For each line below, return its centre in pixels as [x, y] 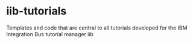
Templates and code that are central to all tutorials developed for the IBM [97, 28]
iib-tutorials [36, 11]
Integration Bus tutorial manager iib [50, 34]
